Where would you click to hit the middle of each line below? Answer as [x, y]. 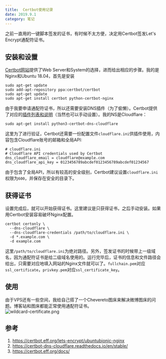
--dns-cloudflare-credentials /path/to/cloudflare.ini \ [69, 233]
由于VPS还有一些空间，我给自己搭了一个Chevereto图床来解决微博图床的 [78, 299]
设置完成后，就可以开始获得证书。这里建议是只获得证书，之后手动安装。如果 [83, 208]
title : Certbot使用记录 [29, 10]
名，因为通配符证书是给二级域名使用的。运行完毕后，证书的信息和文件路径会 [83, 257]
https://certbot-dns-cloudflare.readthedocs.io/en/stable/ [70, 346]
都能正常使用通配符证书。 [65, 306]
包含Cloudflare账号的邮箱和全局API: [46, 140]
